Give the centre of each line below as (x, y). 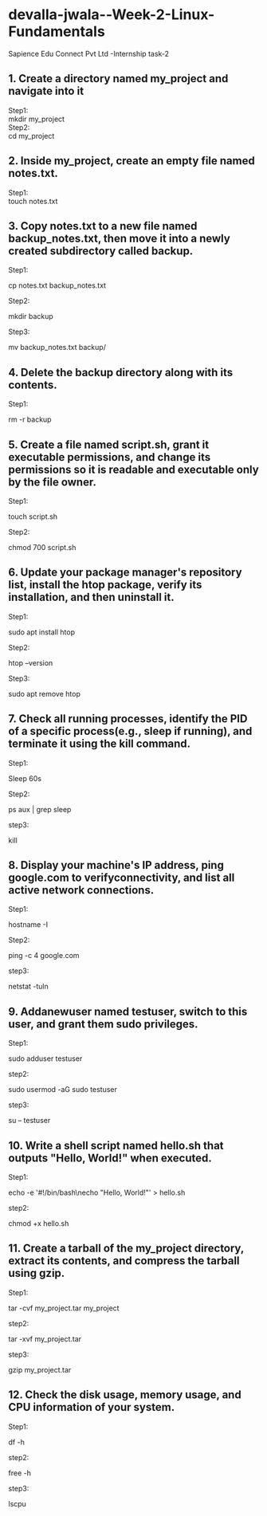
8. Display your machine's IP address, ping (116, 865)
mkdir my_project (37, 119)
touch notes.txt (33, 201)
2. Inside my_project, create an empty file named (132, 161)
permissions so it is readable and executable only (133, 469)
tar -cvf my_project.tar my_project (64, 1308)
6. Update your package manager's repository (125, 573)
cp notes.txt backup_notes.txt (57, 285)
